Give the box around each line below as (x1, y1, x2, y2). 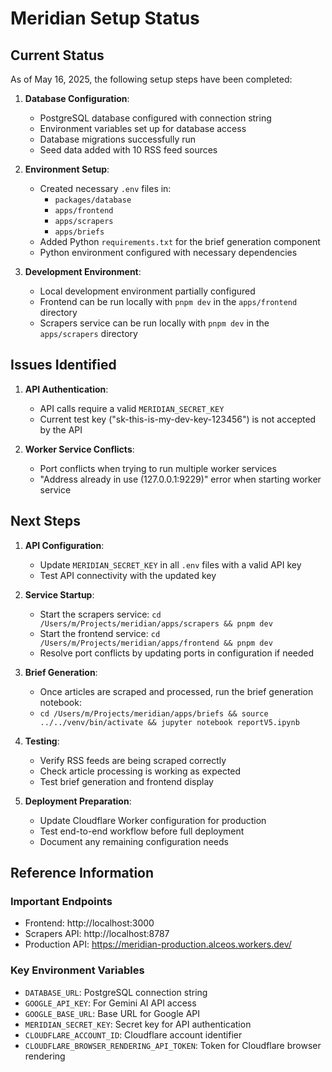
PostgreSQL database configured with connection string (39, 112, 272, 124)
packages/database (54, 195, 132, 205)
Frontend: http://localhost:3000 (24, 917, 155, 929)
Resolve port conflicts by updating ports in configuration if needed (39, 647, 315, 659)
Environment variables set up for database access (39, 123, 247, 134)
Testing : (24, 735, 60, 747)
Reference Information (10, 865, 155, 882)
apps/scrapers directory (39, 328, 138, 339)
